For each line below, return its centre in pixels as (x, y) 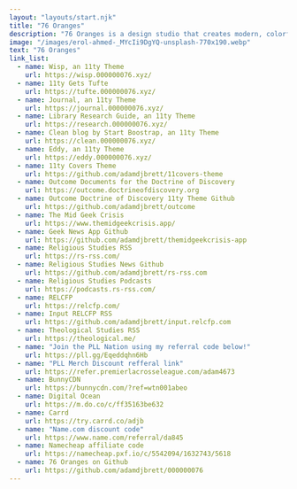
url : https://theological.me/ (81, 338)
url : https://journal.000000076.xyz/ (95, 108)
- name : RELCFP (45, 298)
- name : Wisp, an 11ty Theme (71, 67)
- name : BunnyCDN (49, 380)
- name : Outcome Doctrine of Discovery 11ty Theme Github (126, 199)
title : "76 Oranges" (47, 26)
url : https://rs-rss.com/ (73, 256)
